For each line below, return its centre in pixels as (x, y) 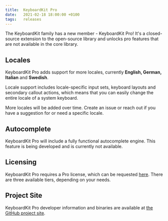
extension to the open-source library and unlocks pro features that (90, 39)
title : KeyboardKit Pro (31, 10)
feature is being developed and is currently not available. (64, 146)
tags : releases (23, 19)
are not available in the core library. (42, 44)
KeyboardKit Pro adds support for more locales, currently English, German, (83, 72)
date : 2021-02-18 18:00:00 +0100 (43, 15)
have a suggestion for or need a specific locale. (55, 113)
